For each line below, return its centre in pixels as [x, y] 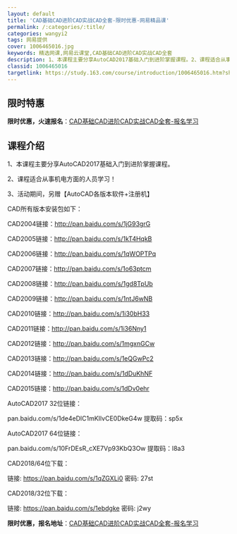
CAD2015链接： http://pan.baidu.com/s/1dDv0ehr [78, 389]
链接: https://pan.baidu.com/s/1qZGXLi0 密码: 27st [80, 478]
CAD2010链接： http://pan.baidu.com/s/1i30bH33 [79, 313]
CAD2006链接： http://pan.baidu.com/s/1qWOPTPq [82, 254]
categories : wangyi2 [38, 33]
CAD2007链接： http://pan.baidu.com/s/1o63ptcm [79, 269]
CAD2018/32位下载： [38, 493]
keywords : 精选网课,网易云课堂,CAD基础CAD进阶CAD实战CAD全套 [90, 54]
